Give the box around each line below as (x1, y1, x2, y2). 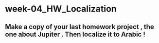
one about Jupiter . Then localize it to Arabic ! (5, 30, 146, 38)
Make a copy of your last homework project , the (5, 23, 154, 31)
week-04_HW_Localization (5, 3, 117, 14)
